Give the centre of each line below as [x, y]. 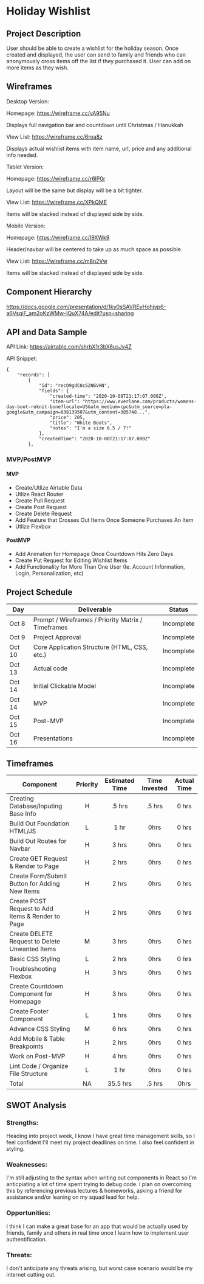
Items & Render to [35, 917]
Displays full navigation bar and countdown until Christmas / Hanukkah [95, 125]
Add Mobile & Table [37, 1039]
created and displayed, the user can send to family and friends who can [96, 55]
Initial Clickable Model [64, 685]
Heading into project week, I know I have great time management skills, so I [101, 1136]
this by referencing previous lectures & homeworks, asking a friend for [94, 1191]
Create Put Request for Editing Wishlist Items [71, 560]
